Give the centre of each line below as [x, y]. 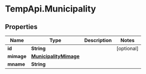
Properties [21, 27]
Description [98, 40]
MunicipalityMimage [55, 56]
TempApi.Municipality [51, 9]
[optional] [127, 48]
